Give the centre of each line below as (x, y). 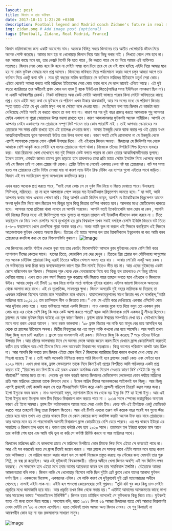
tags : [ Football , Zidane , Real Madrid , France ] (57, 34)
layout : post (19, 10)
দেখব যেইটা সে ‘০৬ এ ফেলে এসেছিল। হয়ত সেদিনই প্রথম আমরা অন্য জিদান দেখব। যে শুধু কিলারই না (79, 507)
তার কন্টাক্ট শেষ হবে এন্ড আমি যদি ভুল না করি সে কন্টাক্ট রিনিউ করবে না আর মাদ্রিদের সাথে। (70, 433)
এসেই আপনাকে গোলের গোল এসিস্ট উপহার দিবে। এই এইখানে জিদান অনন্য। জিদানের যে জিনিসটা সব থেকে (83, 141)
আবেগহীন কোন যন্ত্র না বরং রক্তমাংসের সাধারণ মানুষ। (43, 513)
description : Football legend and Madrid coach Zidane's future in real (84, 24)
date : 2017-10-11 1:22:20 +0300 (40, 20)
